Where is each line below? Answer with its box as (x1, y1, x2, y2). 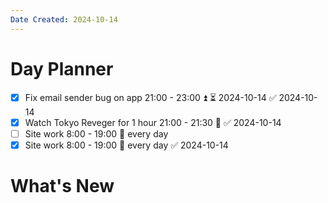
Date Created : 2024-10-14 (10, 14, 118, 25)
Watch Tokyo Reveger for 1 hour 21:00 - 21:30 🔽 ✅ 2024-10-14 (24, 116, 282, 128)
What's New (10, 174, 115, 197)
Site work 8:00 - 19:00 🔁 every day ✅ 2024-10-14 (24, 139, 229, 151)
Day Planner (10, 57, 114, 80)
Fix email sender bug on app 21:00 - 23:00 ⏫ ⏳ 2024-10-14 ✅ (24, 91, 277, 103)
